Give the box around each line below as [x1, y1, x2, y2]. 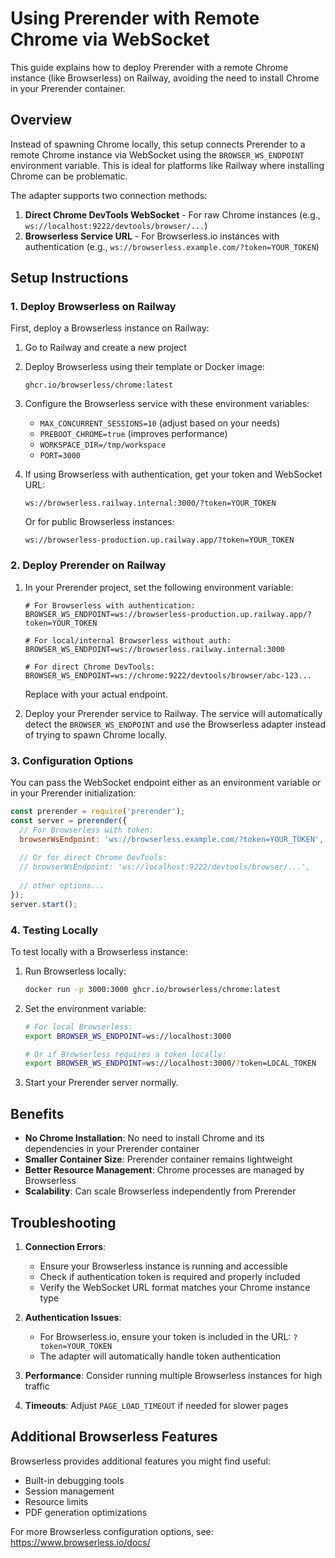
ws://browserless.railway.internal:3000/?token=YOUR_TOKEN [24, 498, 277, 509]
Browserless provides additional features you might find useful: [10, 1455, 272, 1467]
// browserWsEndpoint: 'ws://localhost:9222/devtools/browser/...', [19, 862, 311, 872]
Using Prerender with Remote [10, 7, 260, 30]
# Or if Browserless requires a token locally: [24, 1049, 227, 1059]
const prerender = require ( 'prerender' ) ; [10, 807, 186, 817]
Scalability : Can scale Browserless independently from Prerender [24, 1185, 297, 1197]
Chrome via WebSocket [10, 28, 210, 51]
